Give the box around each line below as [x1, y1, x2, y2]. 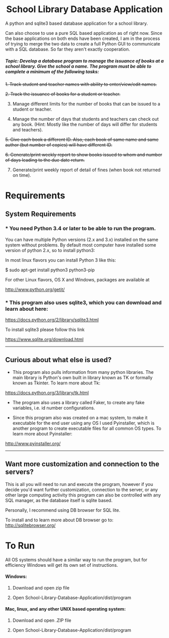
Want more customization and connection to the [5, 460, 159, 468]
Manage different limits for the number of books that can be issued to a [12, 101, 160, 107]
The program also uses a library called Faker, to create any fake [12, 399, 145, 405]
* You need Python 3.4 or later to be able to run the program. [5, 225, 156, 232]
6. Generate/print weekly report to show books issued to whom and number [5, 152, 162, 158]
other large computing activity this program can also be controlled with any [5, 492, 161, 498]
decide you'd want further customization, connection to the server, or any [5, 486, 158, 493]
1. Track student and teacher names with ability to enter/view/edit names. [5, 81, 157, 87]
